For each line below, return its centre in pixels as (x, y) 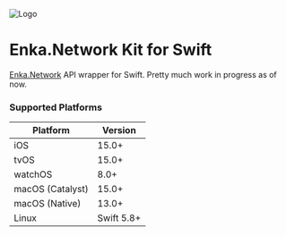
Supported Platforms (56, 107)
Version (119, 131)
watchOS (33, 174)
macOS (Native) (48, 204)
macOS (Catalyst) (52, 190)
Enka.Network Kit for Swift (111, 50)
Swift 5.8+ (119, 218)
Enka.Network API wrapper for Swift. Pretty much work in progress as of (143, 74)
